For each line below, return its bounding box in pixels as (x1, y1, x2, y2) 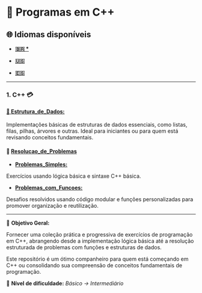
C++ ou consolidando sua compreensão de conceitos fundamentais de (6, 262, 182, 269)
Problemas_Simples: (14, 161, 68, 168)
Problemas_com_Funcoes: (14, 184, 83, 192)
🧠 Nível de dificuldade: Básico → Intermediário (6, 280, 124, 287)
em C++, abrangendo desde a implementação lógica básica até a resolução (6, 237, 194, 245)
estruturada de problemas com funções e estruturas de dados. (6, 244, 162, 251)
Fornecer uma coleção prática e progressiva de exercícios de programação (6, 231, 193, 238)
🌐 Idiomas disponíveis (6, 29, 91, 40)
